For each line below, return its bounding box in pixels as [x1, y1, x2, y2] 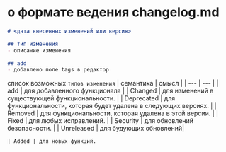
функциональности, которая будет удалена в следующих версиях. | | [7, 102, 217, 110]
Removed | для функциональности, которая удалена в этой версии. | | [7, 109, 218, 117]
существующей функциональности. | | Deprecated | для [7, 94, 176, 103]
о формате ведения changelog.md [7, 4, 220, 21]
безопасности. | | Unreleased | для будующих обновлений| [7, 124, 185, 133]
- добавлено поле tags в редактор [7, 66, 110, 74]
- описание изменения [7, 47, 72, 54]
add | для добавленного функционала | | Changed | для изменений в [7, 86, 214, 95]
